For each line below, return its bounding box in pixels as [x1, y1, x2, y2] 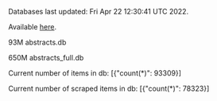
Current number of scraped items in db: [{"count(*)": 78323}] [8, 84, 210, 93]
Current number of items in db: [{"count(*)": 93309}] [8, 68, 181, 78]
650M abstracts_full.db [8, 53, 84, 62]
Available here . [8, 22, 57, 31]
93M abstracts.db [8, 37, 67, 47]
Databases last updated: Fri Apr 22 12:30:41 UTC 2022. [8, 7, 189, 16]
